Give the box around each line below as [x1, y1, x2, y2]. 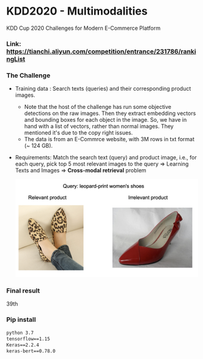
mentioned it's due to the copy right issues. [24, 129, 133, 136]
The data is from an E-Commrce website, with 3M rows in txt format [24, 136, 194, 143]
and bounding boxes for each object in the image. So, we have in [24, 116, 187, 124]
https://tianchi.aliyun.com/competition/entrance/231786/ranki [6, 47, 196, 55]
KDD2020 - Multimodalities [6, 4, 148, 18]
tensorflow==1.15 [6, 336, 50, 342]
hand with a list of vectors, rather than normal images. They [24, 123, 174, 130]
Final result [6, 286, 41, 295]
